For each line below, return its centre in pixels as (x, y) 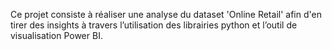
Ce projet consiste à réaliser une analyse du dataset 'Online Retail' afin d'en (166, 14)
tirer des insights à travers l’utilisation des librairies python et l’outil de (154, 25)
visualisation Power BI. (56, 35)
